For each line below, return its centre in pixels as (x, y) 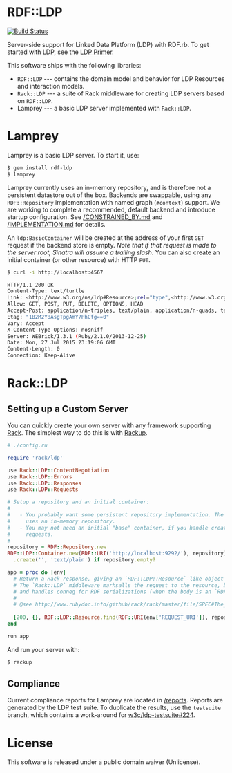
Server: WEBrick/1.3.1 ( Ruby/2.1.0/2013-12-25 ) (77, 336)
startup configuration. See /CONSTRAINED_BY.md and (85, 217)
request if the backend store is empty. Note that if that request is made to (112, 245)
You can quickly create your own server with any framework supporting (109, 425)
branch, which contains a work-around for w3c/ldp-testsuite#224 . (101, 715)
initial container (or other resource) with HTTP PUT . (79, 259)
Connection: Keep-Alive (41, 356)
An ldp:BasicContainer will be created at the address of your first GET (106, 238)
